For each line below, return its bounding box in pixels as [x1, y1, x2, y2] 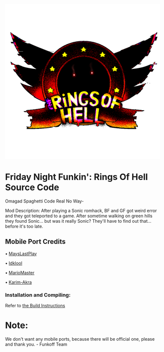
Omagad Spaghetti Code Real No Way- [5, 198, 84, 204]
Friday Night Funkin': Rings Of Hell [5, 172, 148, 183]
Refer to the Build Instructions [5, 303, 65, 309]
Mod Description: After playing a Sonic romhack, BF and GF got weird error [5, 207, 157, 213]
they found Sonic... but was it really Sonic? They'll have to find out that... [5, 218, 152, 224]
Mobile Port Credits [5, 237, 66, 246]
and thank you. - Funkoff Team [5, 341, 68, 347]
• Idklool [5, 260, 23, 266]
